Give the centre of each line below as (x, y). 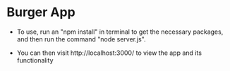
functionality (35, 60)
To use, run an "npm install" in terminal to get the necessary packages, (120, 32)
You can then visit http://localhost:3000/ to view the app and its (109, 53)
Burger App (41, 12)
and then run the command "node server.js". (81, 39)
